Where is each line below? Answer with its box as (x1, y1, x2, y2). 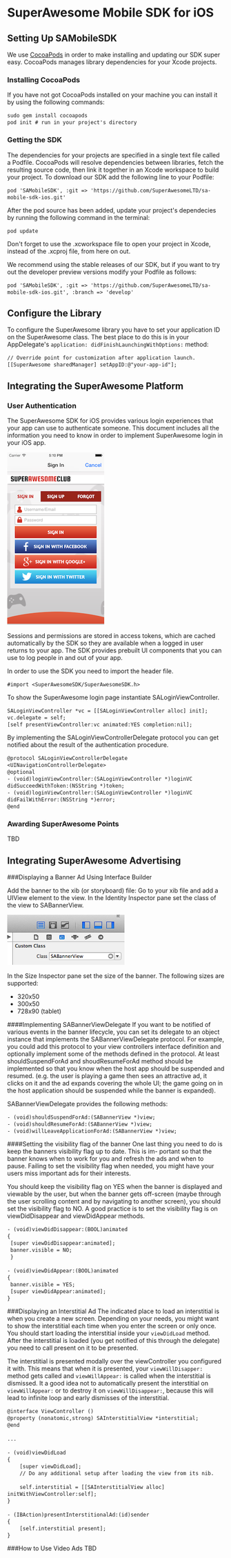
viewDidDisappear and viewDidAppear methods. (7, 1212, 145, 1220)
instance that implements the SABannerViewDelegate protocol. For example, (7, 1035, 224, 1043)
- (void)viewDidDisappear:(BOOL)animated (7, 1226, 128, 1233)
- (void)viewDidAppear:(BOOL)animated (7, 1268, 119, 1275)
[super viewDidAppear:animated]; (10, 1288, 107, 1295)
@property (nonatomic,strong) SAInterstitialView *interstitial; (7, 1415, 199, 1422)
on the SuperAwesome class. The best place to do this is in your (7, 333, 190, 341)
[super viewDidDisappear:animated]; (10, 1240, 116, 1247)
